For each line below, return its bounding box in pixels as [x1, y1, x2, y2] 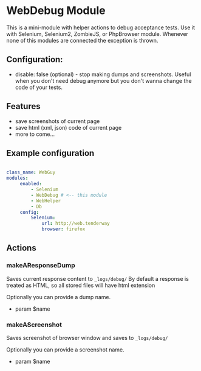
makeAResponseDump [6, 261, 76, 270]
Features [6, 101, 41, 111]
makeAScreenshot [6, 320, 63, 329]
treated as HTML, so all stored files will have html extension [6, 281, 155, 289]
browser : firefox [41, 226, 86, 232]
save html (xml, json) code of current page [15, 124, 122, 131]
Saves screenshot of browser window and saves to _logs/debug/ [6, 334, 168, 341]
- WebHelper [30, 197, 61, 204]
